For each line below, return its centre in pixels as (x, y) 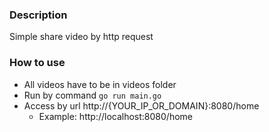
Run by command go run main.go (92, 95)
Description (38, 15)
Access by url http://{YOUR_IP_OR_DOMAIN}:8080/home (141, 105)
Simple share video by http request (81, 37)
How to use (37, 63)
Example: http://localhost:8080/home (115, 116)
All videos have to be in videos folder (100, 84)
